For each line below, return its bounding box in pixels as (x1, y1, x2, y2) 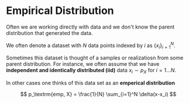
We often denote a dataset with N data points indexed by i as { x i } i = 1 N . (6, 41, 176, 50)
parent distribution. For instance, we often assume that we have (6, 61, 160, 68)
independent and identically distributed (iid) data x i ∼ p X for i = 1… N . (6, 67, 177, 75)
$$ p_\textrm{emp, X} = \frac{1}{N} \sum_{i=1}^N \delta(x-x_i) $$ (20, 91, 177, 98)
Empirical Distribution (6, 4, 114, 17)
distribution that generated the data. (6, 29, 93, 36)
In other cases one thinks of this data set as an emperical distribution (6, 80, 176, 87)
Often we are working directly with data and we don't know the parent (6, 23, 174, 30)
